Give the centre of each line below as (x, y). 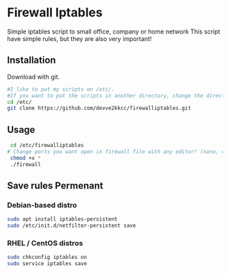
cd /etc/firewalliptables (47, 146)
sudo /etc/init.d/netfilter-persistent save (72, 226)
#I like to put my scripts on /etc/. (61, 89)
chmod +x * (25, 158)
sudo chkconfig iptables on (47, 258)
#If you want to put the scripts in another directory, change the (105, 96)
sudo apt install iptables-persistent (62, 219)
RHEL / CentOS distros (45, 243)
